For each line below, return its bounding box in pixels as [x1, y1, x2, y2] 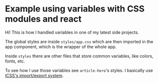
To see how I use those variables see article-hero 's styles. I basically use [5, 67, 153, 73]
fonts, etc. [5, 58, 25, 64]
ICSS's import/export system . [5, 72, 64, 78]
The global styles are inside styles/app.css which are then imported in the [5, 38, 154, 44]
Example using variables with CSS [5, 3, 145, 14]
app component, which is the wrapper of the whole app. [5, 44, 117, 49]
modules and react [5, 13, 82, 24]
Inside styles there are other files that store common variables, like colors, [5, 53, 154, 59]
